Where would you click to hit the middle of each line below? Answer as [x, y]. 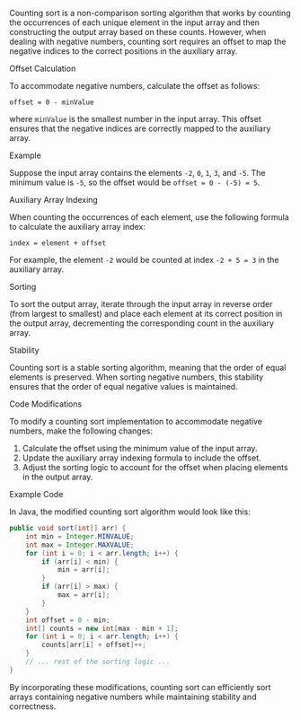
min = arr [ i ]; [84, 570]
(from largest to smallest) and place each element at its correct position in [146, 314]
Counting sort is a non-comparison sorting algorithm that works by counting [150, 13]
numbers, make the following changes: [81, 431]
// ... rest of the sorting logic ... [98, 662]
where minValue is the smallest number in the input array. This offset [136, 119]
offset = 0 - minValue [52, 102]
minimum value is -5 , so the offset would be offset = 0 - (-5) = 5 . [135, 182]
